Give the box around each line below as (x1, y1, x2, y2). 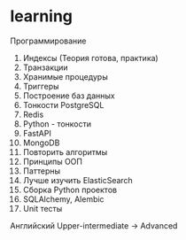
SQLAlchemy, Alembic (22, 193, 105, 205)
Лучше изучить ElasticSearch (22, 174, 134, 185)
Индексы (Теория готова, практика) (22, 52, 159, 63)
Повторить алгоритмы (22, 146, 108, 157)
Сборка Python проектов (22, 184, 118, 195)
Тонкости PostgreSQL (22, 99, 105, 110)
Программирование (10, 35, 87, 46)
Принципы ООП (22, 156, 83, 166)
